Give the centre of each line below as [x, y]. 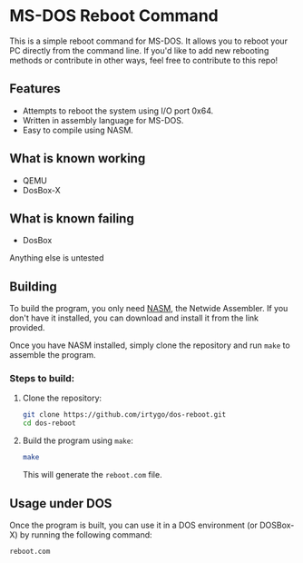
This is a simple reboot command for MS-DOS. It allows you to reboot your [149, 41]
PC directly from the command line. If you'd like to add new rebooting [139, 50]
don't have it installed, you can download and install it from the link [134, 318]
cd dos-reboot [49, 423]
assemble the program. [53, 355]
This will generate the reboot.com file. [92, 475]
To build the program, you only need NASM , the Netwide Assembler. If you [149, 309]
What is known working [78, 158]
